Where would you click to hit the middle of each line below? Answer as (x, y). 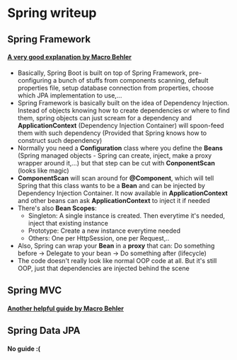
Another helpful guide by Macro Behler (66, 308)
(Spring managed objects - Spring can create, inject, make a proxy (115, 155)
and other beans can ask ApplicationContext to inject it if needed (114, 200)
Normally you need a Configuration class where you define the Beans (120, 148)
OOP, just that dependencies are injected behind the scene (103, 268)
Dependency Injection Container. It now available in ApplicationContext (122, 193)
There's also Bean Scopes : (57, 208)
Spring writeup (52, 13)
